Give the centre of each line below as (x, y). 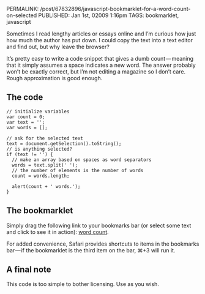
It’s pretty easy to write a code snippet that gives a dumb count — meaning (100, 58)
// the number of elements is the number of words (78, 170)
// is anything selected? (39, 149)
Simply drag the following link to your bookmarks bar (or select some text (99, 225)
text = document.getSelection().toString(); (64, 143)
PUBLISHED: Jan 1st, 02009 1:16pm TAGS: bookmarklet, (109, 15)
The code (25, 97)
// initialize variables (38, 111)
